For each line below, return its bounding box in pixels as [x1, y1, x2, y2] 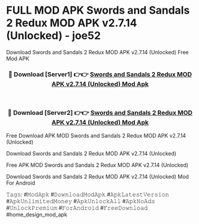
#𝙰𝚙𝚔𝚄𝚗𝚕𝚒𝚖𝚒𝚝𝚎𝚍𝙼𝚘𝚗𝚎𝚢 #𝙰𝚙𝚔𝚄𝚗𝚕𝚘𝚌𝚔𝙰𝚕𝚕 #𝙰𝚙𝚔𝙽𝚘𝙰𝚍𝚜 [6, 197, 156, 204]
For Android [6, 179, 36, 186]
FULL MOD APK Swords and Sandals [6, 4, 190, 17]
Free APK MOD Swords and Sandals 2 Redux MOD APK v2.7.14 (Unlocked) [6, 161, 189, 169]
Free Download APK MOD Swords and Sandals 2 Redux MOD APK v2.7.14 [6, 132, 186, 139]
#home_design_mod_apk [6, 211, 67, 218]
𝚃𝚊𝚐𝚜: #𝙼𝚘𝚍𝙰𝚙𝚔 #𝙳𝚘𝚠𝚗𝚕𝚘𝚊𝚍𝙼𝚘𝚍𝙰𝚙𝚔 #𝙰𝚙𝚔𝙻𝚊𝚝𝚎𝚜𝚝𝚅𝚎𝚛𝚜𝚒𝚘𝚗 [6, 191, 170, 198]
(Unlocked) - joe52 [6, 29, 101, 42]
